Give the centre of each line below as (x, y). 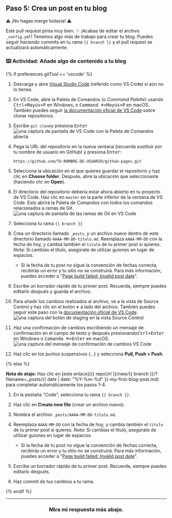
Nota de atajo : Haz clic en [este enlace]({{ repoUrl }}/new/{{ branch (77, 374)
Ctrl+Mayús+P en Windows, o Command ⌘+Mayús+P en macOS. (81, 105)
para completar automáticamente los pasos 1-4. (56, 385)
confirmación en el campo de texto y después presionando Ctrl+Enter (89, 333)
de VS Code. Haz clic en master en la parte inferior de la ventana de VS (88, 197)
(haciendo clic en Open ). (39, 182)
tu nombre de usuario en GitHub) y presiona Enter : (67, 152)
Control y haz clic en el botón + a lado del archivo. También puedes (84, 307)
